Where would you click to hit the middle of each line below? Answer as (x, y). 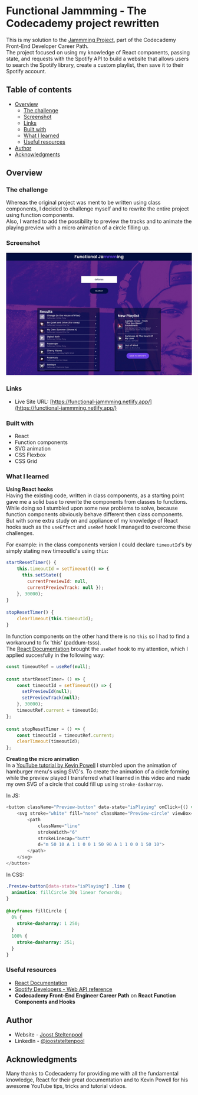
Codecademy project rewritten (83, 23)
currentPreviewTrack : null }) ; (66, 587)
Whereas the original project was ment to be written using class (83, 203)
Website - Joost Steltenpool (48, 1034)
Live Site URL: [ (33, 401)
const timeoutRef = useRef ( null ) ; (49, 666)
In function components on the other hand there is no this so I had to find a (98, 636)
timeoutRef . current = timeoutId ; (58, 711)
